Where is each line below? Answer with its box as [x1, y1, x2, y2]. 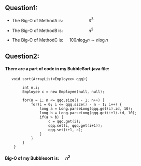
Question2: [5, 52, 40, 60]
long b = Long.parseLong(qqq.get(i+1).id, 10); [39, 110, 137, 115]
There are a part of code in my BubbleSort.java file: [5, 65, 110, 72]
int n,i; [22, 85, 40, 90]
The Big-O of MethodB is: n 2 [12, 27, 94, 33]
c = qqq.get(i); [48, 119, 81, 124]
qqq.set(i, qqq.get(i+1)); [48, 123, 103, 128]
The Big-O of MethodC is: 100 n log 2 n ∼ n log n [12, 37, 108, 44]
